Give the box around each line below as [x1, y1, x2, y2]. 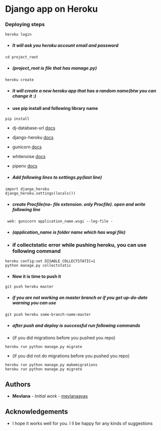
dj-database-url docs [12, 125, 55, 131]
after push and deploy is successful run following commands [12, 323, 141, 328]
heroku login [5, 32, 32, 37]
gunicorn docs [12, 144, 42, 150]
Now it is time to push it [12, 273, 61, 279]
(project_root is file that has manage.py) [12, 65, 97, 71]
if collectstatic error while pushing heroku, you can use [12, 242, 147, 248]
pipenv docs [12, 163, 38, 169]
